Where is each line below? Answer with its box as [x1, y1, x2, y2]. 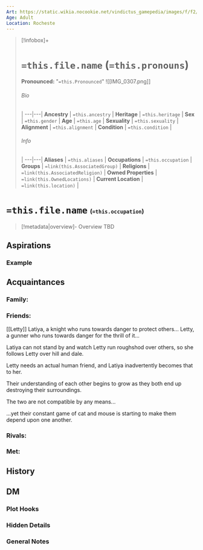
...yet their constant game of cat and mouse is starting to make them [6, 410, 176, 417]
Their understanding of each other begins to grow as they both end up [6, 379, 182, 387]
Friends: [6, 312, 31, 320]
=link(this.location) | [21, 182, 79, 189]
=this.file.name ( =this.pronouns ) [21, 58, 189, 71]
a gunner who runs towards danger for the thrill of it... [6, 332, 140, 339]
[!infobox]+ [21, 37, 50, 44]
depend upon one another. [6, 416, 72, 424]
